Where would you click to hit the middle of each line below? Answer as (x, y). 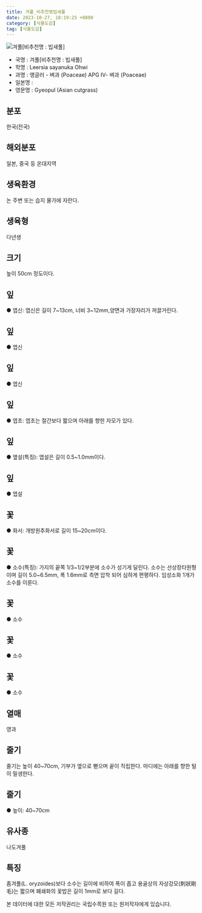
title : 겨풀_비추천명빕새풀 (36, 12)
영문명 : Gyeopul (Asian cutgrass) (56, 90)
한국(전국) (18, 127)
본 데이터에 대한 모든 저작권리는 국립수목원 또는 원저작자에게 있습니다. (89, 904)
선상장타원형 (181, 567)
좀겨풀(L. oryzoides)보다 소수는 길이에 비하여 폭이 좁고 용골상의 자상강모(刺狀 (99, 884)
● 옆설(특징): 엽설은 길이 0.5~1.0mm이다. (56, 457)
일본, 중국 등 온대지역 (31, 163)
